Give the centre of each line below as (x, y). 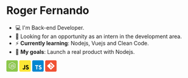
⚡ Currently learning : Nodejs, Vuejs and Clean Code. (82, 43)
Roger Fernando (48, 11)
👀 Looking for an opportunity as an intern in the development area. (99, 36)
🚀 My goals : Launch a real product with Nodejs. (75, 51)
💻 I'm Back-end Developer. (50, 27)
